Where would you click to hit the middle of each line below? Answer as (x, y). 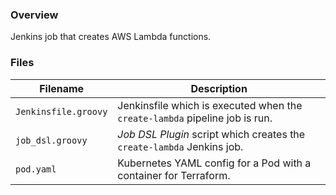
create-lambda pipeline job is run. (195, 118)
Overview (34, 15)
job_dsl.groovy (51, 140)
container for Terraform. (174, 175)
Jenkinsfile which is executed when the (210, 105)
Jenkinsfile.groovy (61, 111)
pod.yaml (36, 169)
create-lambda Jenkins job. (180, 146)
